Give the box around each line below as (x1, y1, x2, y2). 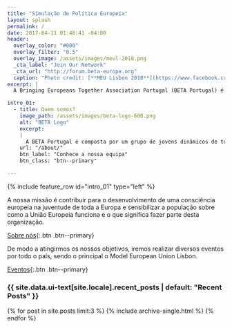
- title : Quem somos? (13, 106, 76, 113)
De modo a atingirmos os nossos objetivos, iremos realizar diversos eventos (7, 244, 224, 253)
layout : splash (7, 17, 51, 23)
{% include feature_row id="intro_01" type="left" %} (7, 182, 155, 191)
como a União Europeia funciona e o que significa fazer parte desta (7, 210, 200, 218)
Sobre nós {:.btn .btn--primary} (7, 231, 95, 239)
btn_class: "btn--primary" (19, 157, 97, 164)
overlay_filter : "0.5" (13, 49, 79, 56)
